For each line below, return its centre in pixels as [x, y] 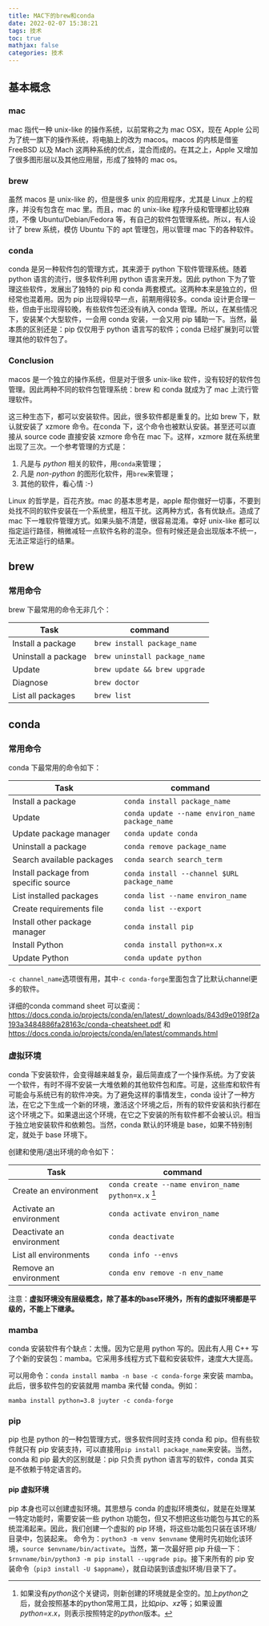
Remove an [33, 1267]
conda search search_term [173, 859]
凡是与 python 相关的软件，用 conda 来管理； [92, 463]
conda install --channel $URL [181, 873]
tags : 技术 [25, 30]
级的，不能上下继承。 [43, 1308]
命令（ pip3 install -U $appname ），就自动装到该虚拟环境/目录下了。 [128, 1569]
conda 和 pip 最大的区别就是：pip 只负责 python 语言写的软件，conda [123, 1459]
